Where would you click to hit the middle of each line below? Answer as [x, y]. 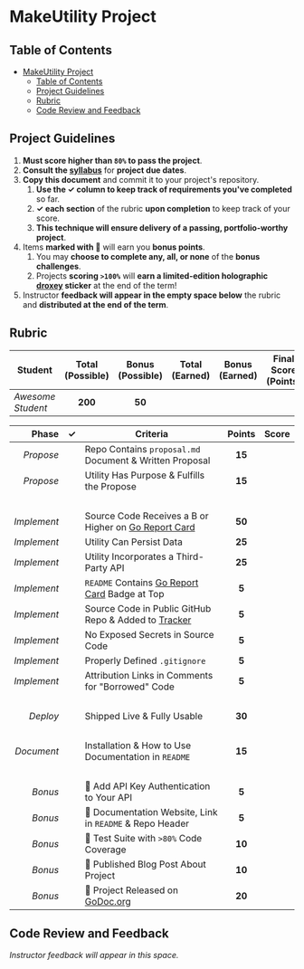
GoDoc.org [108, 901]
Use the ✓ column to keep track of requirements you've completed [164, 189]
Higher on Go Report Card [140, 527]
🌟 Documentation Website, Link [151, 812]
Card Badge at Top [124, 594]
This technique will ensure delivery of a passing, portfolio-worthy [162, 227]
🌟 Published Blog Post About [145, 864]
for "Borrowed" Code [129, 687]
